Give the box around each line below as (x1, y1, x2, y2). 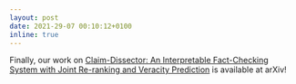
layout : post (9, 13, 59, 23)
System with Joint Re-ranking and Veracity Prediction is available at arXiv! (9, 64, 287, 75)
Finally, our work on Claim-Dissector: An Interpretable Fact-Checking (9, 55, 269, 66)
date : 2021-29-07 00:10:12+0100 (9, 22, 132, 31)
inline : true (9, 30, 59, 39)
